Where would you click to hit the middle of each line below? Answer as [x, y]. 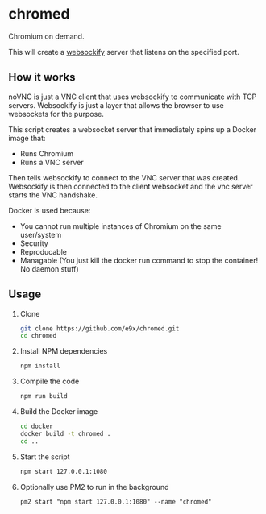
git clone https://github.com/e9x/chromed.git [100, 328]
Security [34, 243]
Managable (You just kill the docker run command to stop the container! [139, 260]
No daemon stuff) [49, 269]
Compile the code [50, 381]
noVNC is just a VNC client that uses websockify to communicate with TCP [133, 97]
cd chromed [38, 336]
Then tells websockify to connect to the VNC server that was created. [124, 177]
